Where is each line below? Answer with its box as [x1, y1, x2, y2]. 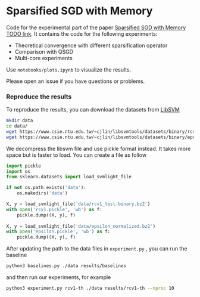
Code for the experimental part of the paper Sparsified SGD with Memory [6, 24, 186, 31]
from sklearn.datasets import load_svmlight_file [6, 174, 132, 180]
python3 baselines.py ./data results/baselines [6, 263, 127, 269]
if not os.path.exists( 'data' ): [6, 185, 86, 191]
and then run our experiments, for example [6, 274, 111, 281]
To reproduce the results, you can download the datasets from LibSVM [6, 106, 180, 113]
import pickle [6, 163, 42, 169]
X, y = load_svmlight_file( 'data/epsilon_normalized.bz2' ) [6, 223, 156, 229]
